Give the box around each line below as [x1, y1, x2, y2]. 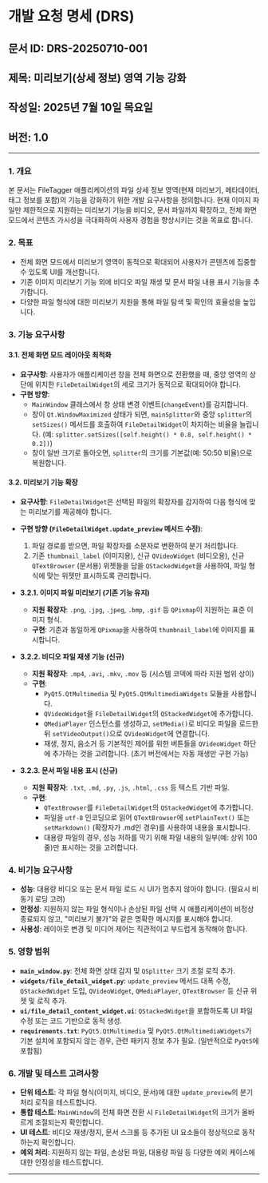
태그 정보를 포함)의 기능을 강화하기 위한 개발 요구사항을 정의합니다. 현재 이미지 [8, 195, 251, 205]
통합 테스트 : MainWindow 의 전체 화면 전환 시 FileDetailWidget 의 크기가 [19, 1107, 240, 1117]
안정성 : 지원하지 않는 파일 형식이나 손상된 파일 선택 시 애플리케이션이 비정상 [19, 904, 254, 914]
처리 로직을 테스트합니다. [19, 1097, 97, 1107]
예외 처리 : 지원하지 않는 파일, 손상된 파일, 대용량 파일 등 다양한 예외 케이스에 [19, 1147, 255, 1157]
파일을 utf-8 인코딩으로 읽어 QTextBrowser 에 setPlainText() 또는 [43, 813, 250, 823]
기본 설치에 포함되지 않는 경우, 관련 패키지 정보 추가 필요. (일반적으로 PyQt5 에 [19, 1036, 259, 1046]
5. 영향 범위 [8, 946, 50, 958]
